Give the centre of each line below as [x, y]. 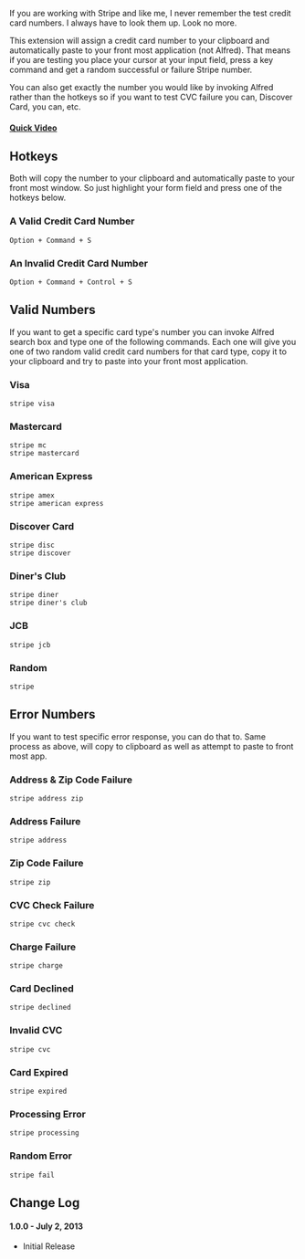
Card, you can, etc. [45, 107]
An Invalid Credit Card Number [79, 263]
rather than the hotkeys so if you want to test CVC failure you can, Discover [151, 97]
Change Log [45, 1203]
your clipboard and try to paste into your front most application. [129, 361]
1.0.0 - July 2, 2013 [47, 1226]
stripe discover [40, 553]
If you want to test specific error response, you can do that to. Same [138, 736]
